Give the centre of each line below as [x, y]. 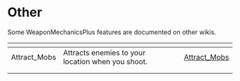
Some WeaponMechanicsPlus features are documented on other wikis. [112, 32]
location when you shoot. [105, 61]
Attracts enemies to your [104, 53]
